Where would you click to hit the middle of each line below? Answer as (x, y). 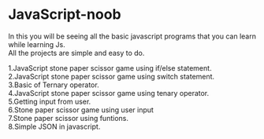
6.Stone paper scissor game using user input (81, 110)
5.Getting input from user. (50, 101)
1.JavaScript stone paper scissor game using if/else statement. (110, 68)
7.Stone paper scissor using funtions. (68, 118)
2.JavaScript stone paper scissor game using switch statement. (112, 76)
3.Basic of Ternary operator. (54, 85)
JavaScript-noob (65, 15)
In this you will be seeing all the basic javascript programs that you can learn (132, 36)
